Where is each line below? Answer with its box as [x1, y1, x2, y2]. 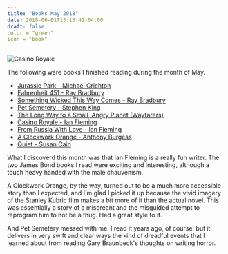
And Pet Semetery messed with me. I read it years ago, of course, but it [7, 224, 211, 233]
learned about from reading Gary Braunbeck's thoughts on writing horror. [7, 239, 216, 247]
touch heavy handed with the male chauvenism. [7, 168, 144, 177]
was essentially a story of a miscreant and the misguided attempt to [7, 204, 200, 212]
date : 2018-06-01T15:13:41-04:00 [7, 17, 104, 23]
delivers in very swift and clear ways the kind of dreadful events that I [7, 232, 205, 240]
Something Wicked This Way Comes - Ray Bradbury [17, 96, 166, 104]
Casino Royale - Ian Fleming [17, 118, 97, 126]
